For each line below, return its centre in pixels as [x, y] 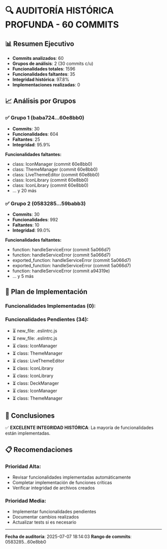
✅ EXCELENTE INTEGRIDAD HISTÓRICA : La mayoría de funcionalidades [80, 428]
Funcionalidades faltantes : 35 [44, 74]
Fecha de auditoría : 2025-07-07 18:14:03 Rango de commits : [68, 537]
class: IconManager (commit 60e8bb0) [52, 164]
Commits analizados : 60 [38, 58]
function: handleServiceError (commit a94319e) [61, 271]
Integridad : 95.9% [31, 144]
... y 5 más [23, 276]
